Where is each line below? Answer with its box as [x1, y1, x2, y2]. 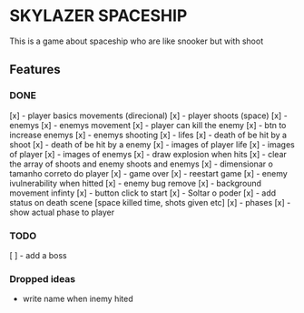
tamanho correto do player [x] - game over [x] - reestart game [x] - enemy [9, 167, 288, 178]
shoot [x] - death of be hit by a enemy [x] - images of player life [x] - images [9, 138, 295, 150]
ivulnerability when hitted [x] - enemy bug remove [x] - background [9, 177, 261, 188]
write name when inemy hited [22, 293, 133, 305]
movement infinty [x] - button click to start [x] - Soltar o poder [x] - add [9, 187, 277, 198]
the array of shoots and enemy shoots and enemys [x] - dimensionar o [9, 158, 274, 169]
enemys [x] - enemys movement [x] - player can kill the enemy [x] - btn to [9, 119, 287, 130]
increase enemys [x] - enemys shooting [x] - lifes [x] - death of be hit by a [9, 129, 288, 140]
